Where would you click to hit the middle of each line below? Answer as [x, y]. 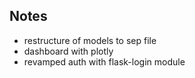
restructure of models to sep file [90, 40]
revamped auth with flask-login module [104, 61]
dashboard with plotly [68, 51]
